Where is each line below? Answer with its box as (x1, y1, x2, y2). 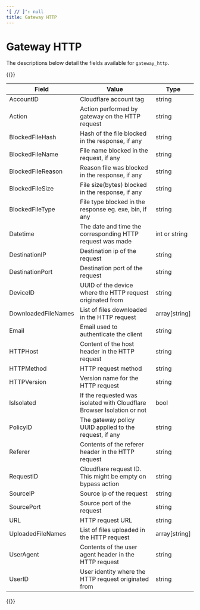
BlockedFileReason (9, 167, 63, 176)
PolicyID (9, 423, 33, 431)
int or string (155, 230, 188, 238)
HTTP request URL (80, 516, 133, 524)
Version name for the (80, 374, 139, 383)
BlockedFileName (9, 150, 58, 158)
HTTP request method (80, 364, 142, 373)
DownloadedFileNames (9, 309, 74, 318)
